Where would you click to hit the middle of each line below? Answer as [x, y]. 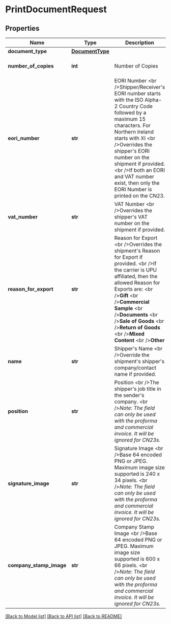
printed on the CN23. [139, 196]
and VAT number [134, 176]
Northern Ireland [134, 132]
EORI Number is [133, 189]
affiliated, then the [136, 276]
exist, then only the [137, 183]
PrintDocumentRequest [56, 9]
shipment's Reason [137, 251]
